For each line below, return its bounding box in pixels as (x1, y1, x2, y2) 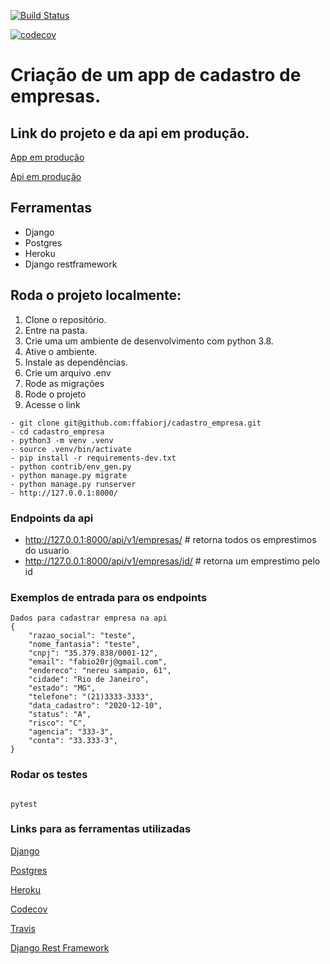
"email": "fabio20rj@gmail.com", (28, 657, 168, 667)
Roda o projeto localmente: (10, 287, 182, 304)
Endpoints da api (10, 511, 94, 525)
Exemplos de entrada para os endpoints (10, 590, 208, 604)
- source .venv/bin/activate (10, 444, 132, 454)
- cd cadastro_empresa (10, 426, 105, 437)
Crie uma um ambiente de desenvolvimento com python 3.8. (24, 335, 274, 347)
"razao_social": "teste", (28, 631, 137, 641)
